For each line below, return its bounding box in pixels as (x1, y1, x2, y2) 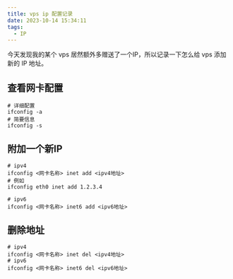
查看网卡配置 (7, 82, 64, 94)
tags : (7, 23, 23, 30)
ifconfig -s (7, 122, 42, 129)
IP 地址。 (20, 59, 48, 68)
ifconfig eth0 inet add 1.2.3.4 (7, 183, 102, 191)
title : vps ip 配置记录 (7, 10, 73, 18)
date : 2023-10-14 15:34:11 (7, 17, 87, 24)
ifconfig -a (7, 109, 42, 116)
